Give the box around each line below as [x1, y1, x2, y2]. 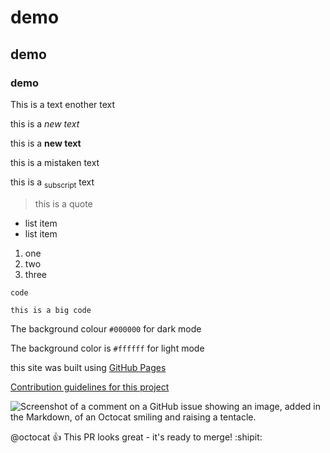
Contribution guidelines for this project [10, 381, 170, 393]
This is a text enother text [10, 98, 116, 110]
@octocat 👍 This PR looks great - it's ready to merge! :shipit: [10, 431, 263, 443]
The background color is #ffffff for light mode [10, 342, 205, 354]
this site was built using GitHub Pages [10, 361, 167, 373]
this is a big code [10, 305, 92, 315]
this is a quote [34, 197, 93, 210]
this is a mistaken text [10, 156, 100, 168]
